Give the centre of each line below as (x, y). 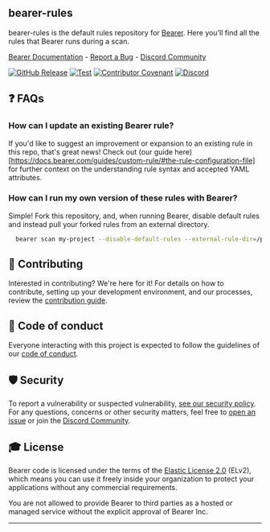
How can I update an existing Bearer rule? (91, 126)
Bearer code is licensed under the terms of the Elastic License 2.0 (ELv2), (130, 470)
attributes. (25, 177)
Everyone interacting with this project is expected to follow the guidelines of (134, 345)
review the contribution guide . (58, 300)
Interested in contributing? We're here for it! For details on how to (116, 283)
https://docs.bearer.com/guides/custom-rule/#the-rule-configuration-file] (133, 160)
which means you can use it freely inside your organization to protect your (131, 479)
